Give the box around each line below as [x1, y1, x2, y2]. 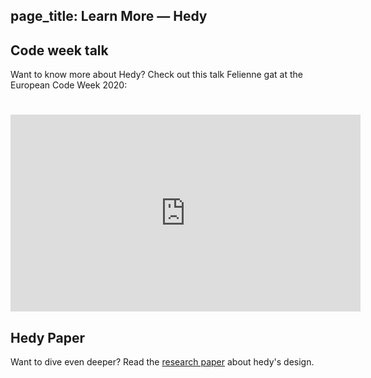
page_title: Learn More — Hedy [10, 8, 208, 25]
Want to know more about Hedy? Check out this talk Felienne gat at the [10, 69, 303, 81]
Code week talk [10, 42, 109, 59]
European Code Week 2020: [10, 79, 128, 91]
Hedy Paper [10, 329, 86, 346]
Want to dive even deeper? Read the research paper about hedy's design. [10, 356, 315, 368]
